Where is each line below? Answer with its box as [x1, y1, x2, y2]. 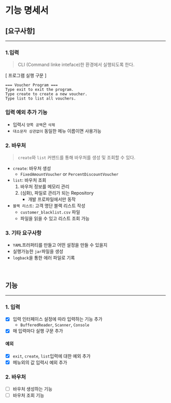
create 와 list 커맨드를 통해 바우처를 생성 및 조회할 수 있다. [17, 154, 136, 160]
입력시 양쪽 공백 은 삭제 [12, 121, 55, 128]
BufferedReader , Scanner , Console [20, 322, 90, 328]
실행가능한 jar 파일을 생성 [12, 248, 64, 254]
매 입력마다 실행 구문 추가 [12, 328, 64, 334]
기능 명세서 [5, 5, 49, 16]
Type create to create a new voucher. [5, 91, 88, 97]
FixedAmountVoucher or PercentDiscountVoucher [20, 171, 119, 177]
